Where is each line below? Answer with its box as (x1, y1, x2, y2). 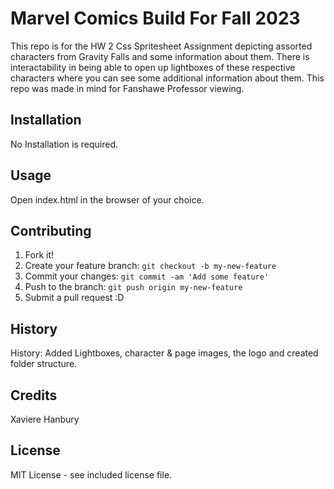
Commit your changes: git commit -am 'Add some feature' (24, 270, 270, 282)
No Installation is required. (10, 138, 118, 150)
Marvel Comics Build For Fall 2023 (10, 7, 301, 30)
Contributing (10, 222, 92, 239)
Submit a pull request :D (24, 292, 125, 304)
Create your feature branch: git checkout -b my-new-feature (24, 260, 277, 272)
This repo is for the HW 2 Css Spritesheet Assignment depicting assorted (10, 40, 313, 52)
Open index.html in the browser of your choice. (10, 193, 205, 206)
